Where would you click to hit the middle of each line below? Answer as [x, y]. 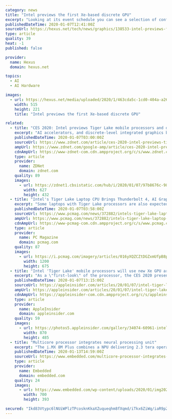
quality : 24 [27, 380]
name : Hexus [23, 62]
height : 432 [37, 195]
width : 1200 [37, 261]
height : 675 [37, 266]
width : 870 [35, 333]
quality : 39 [18, 39]
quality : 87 [27, 247]
